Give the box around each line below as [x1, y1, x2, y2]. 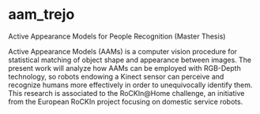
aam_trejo [8, 6, 75, 24]
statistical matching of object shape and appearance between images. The [8, 55, 252, 64]
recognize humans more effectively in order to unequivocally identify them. [8, 80, 253, 90]
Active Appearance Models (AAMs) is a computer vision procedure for [8, 46, 238, 56]
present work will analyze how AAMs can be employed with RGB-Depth [8, 63, 241, 72]
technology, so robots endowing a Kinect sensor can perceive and [8, 72, 224, 81]
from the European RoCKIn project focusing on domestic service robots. [8, 97, 243, 106]
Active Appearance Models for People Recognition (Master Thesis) [8, 31, 226, 41]
